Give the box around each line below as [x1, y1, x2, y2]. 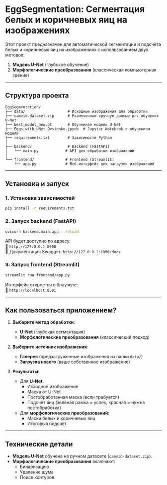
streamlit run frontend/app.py [5, 272, 70, 278]
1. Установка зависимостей [5, 195, 75, 202]
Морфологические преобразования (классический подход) [19, 334, 150, 340]
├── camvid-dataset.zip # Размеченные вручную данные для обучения [5, 113, 159, 118]
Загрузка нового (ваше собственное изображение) [19, 359, 130, 365]
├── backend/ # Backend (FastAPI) [5, 144, 110, 149]
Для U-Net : [19, 378, 44, 384]
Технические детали [5, 440, 73, 448]
